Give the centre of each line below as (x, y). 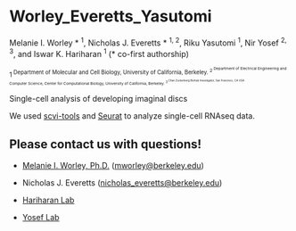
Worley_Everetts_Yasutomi (111, 16)
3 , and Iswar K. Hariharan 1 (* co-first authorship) (99, 53)
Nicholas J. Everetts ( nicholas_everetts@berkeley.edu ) (122, 183)
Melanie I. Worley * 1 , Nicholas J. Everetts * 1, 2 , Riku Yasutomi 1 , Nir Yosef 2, (148, 42)
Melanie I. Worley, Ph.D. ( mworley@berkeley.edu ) (113, 166)
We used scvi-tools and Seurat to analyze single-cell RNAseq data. (132, 116)
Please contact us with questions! (106, 144)
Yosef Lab (41, 218)
